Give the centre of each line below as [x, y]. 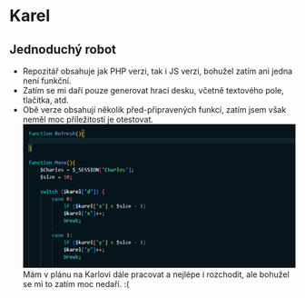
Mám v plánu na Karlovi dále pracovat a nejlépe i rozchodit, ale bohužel [156, 274]
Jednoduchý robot [63, 50]
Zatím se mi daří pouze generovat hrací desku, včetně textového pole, [153, 90]
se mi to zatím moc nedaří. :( [76, 283]
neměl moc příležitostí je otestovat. [88, 119]
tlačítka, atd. [46, 100]
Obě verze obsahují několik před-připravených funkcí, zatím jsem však [154, 109]
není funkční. [47, 81]
